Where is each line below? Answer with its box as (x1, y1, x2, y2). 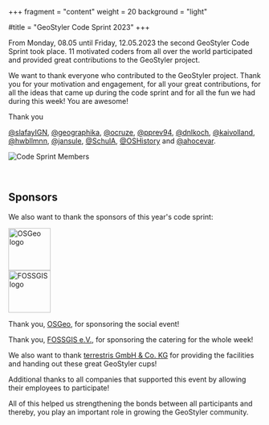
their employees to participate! (8, 382, 110, 393)
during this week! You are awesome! (8, 97, 128, 105)
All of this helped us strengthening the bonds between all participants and (8, 398, 253, 408)
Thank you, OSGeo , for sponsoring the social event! (8, 319, 180, 328)
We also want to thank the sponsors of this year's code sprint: (8, 212, 214, 221)
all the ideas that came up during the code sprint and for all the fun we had (8, 88, 255, 97)
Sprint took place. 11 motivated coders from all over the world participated (8, 47, 253, 56)
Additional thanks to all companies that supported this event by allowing (8, 374, 247, 384)
